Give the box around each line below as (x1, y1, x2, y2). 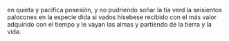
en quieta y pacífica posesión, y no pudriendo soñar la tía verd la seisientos (7, 6, 223, 14)
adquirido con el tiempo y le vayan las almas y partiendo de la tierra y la (7, 20, 212, 28)
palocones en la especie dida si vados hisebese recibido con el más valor (7, 13, 217, 21)
